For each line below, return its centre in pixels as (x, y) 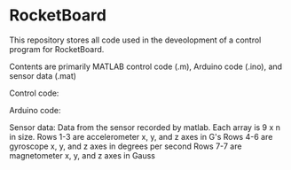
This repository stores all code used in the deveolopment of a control (135, 40)
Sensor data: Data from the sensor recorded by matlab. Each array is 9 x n (145, 127)
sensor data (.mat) (43, 75)
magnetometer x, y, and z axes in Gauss (83, 155)
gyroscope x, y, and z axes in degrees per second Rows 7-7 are (126, 146)
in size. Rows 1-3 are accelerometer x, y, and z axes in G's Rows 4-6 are (141, 136)
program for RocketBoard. (57, 49)
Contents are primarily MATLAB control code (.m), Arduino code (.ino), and (145, 66)
